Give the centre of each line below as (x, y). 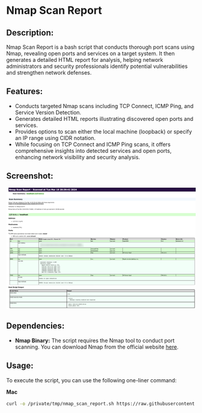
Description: (30, 33)
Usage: (20, 366)
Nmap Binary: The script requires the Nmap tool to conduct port (95, 340)
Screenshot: (30, 176)
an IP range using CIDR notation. (55, 138)
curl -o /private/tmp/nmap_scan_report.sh (60, 403)
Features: (25, 92)
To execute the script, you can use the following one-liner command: (91, 380)
